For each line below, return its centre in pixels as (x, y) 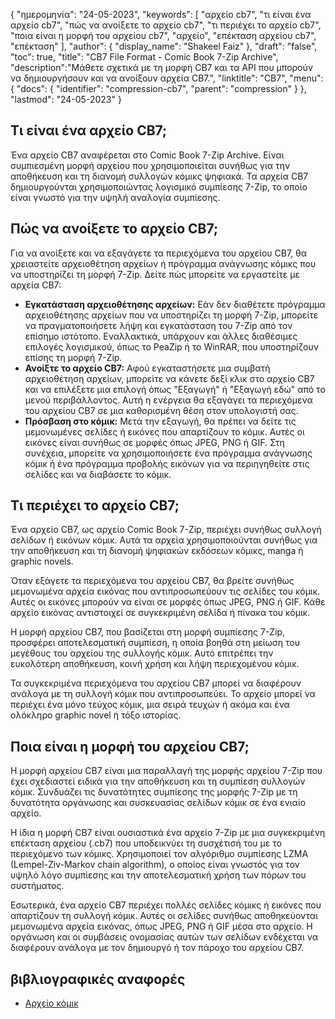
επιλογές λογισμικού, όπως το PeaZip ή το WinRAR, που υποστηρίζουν (171, 346)
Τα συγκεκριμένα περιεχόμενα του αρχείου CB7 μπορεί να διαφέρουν (156, 683)
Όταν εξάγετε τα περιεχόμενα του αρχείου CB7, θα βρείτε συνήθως (152, 581)
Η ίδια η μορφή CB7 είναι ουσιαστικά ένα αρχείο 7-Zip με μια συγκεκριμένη (168, 833)
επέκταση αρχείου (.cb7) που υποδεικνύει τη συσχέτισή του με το (146, 843)
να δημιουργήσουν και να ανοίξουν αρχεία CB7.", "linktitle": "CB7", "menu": (167, 78)
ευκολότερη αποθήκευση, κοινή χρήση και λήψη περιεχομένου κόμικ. (155, 664)
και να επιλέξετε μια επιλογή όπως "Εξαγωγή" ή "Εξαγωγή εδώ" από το (175, 389)
